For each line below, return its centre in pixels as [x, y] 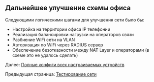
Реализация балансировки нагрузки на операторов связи [73, 34]
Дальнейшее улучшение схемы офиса [68, 8]
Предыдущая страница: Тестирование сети [51, 74]
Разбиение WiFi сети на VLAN [44, 40]
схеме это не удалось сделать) [45, 55]
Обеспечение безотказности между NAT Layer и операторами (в [81, 50]
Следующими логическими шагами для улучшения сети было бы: [75, 20]
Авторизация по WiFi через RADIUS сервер [58, 45]
